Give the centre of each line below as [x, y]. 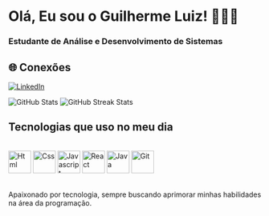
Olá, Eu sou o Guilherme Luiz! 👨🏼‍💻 [124, 16]
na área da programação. [50, 202]
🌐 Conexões [40, 67]
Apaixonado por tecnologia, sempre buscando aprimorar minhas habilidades [135, 194]
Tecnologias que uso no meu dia [91, 127]
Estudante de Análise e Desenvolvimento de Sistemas [116, 42]
